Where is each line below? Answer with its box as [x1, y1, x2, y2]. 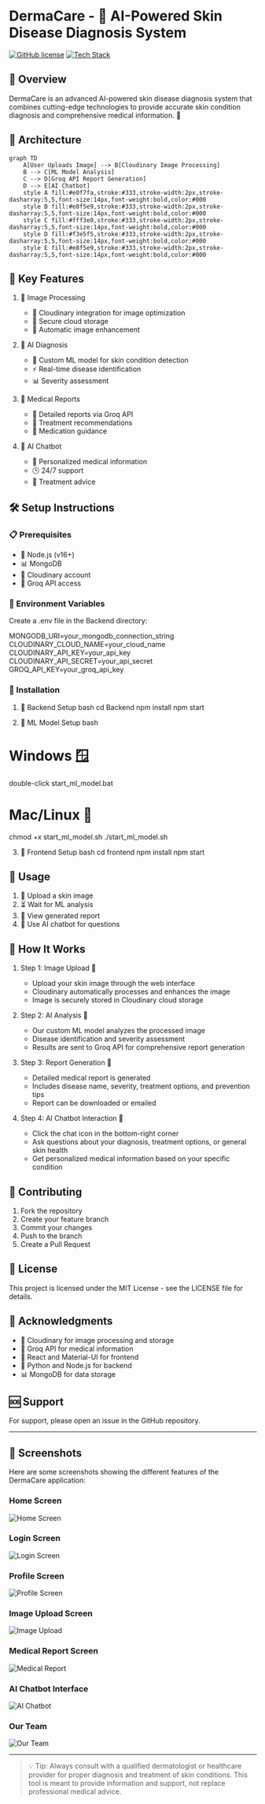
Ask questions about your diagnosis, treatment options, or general [31, 1137, 247, 1147]
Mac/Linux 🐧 [9, 805, 93, 824]
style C [23, 216, 48, 224]
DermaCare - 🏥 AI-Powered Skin [9, 7, 223, 25]
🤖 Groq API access [20, 578, 82, 588]
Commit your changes [20, 1222, 93, 1232]
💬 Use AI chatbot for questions [20, 920, 120, 929]
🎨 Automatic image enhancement [31, 325, 141, 334]
